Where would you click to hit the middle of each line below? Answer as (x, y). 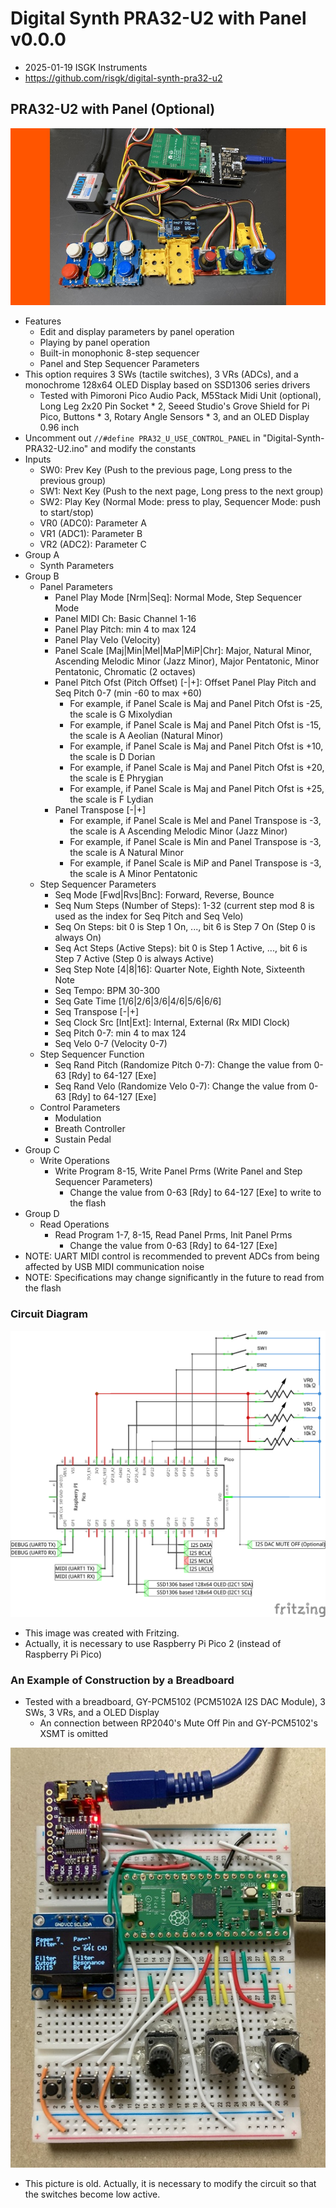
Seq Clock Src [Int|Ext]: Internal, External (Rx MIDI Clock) (172, 1023)
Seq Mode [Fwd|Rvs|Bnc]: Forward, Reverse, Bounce (164, 895)
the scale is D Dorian (112, 757)
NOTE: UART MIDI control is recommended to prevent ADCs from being (172, 1256)
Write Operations (74, 1161)
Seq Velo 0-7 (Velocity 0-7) (111, 1044)
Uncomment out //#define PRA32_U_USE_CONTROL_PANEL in (142, 438)
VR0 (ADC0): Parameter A (93, 523)
